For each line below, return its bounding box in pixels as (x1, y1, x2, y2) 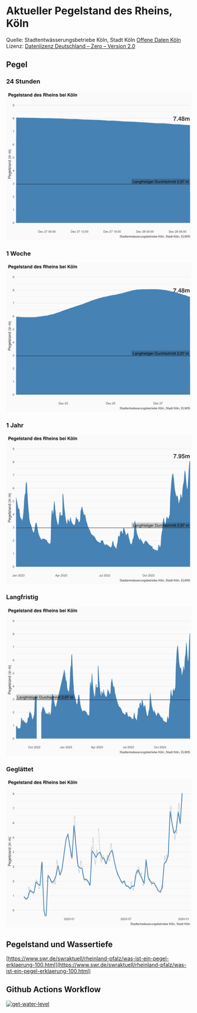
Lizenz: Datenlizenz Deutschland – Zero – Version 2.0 (6, 43, 136, 50)
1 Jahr (6, 421, 24, 430)
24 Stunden (6, 77, 41, 86)
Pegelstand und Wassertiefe (6, 939, 113, 949)
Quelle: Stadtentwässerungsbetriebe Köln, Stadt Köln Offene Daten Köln (6, 36, 181, 43)
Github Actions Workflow (6, 985, 101, 995)
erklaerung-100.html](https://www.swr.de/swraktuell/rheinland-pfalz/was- (6, 962, 187, 969)
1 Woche (6, 249, 31, 258)
